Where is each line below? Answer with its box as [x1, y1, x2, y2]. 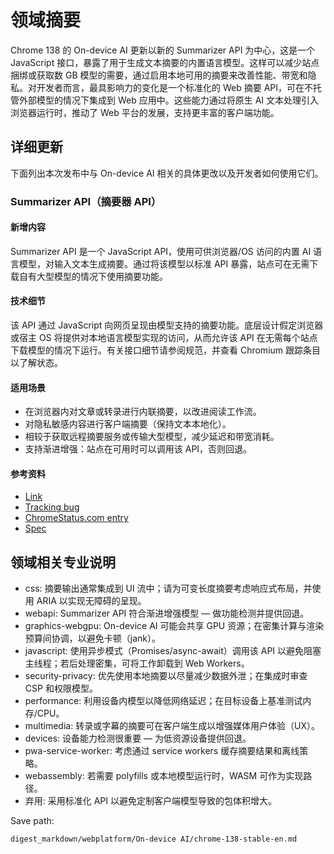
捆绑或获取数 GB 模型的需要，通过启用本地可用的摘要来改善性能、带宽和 [10, 69, 308, 81]
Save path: [10, 815, 55, 827]
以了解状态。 [10, 357, 63, 369]
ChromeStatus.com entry [24, 512, 129, 524]
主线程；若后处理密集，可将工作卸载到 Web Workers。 [24, 657, 250, 670]
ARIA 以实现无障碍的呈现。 [36, 595, 147, 607]
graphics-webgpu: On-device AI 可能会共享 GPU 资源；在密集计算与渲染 [24, 620, 325, 632]
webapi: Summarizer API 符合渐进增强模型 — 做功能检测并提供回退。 [24, 607, 310, 620]
